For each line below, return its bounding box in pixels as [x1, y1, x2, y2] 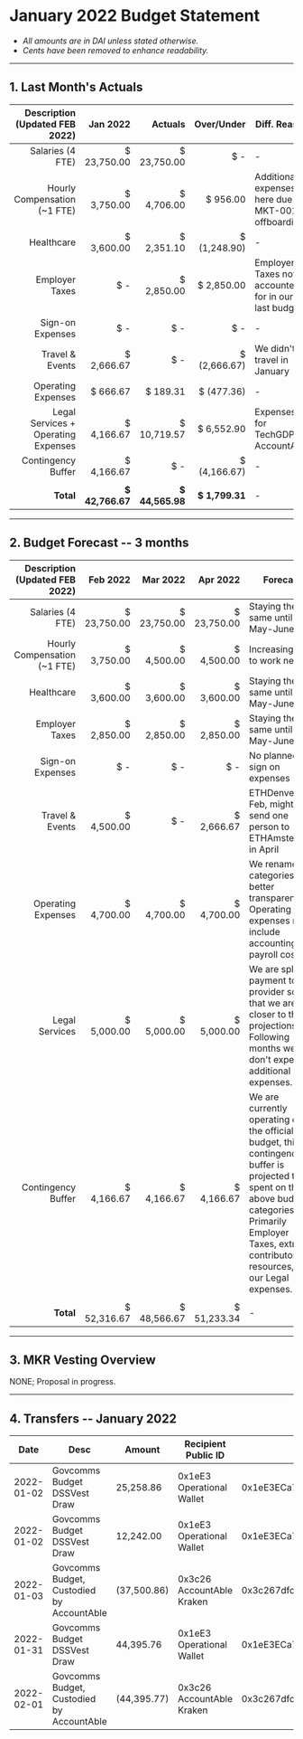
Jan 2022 [88, 118, 131, 130]
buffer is [249, 1158, 285, 1171]
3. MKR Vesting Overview [9, 1352, 156, 1367]
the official [249, 1124, 294, 1137]
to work [249, 654, 281, 666]
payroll [249, 948, 278, 960]
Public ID [185, 1449, 225, 1461]
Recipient [184, 1438, 226, 1451]
